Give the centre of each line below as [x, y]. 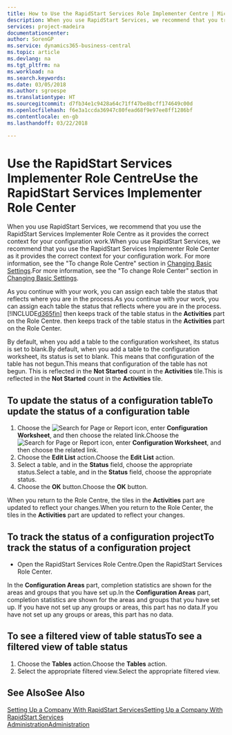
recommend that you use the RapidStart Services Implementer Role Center [113, 249]
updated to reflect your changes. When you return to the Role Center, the [110, 508]
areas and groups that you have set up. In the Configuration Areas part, [109, 592]
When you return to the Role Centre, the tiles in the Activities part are [106, 500]
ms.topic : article [33, 53]
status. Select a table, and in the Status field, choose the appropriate [114, 472]
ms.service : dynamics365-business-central [69, 46]
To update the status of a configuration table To [110, 400]
